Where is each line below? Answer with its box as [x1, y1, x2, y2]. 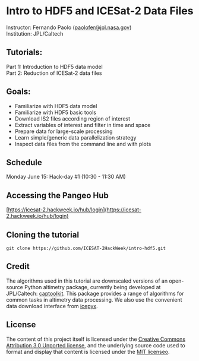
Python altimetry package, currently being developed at [24, 283, 161, 290]
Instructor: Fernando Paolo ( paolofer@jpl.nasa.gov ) [6, 24, 132, 31]
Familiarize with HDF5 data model [14, 102, 97, 109]
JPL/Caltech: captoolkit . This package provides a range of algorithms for [6, 290, 184, 297]
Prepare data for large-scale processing [14, 128, 113, 135]
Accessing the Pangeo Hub [6, 190, 109, 200]
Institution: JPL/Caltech [6, 30, 64, 37]
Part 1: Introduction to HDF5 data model [6, 63, 103, 70]
